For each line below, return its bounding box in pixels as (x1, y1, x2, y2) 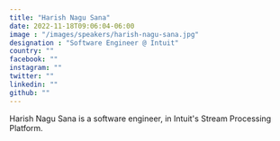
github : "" (9, 88, 50, 97)
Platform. (9, 122, 43, 133)
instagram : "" (9, 64, 63, 73)
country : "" (9, 47, 54, 56)
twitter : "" (9, 72, 54, 81)
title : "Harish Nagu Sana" (9, 13, 111, 22)
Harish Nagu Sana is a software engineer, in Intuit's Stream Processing (9, 113, 272, 124)
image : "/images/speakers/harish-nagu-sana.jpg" (9, 30, 200, 39)
